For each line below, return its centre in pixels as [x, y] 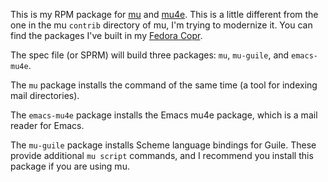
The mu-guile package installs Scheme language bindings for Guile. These [163, 145]
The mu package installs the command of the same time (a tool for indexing [164, 85]
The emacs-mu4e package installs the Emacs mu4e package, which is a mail [164, 115]
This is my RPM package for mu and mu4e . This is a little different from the [164, 14]
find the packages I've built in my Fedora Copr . [106, 35]
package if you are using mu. [70, 166]
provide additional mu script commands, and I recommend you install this [162, 155]
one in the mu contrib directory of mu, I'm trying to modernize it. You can [161, 25]
